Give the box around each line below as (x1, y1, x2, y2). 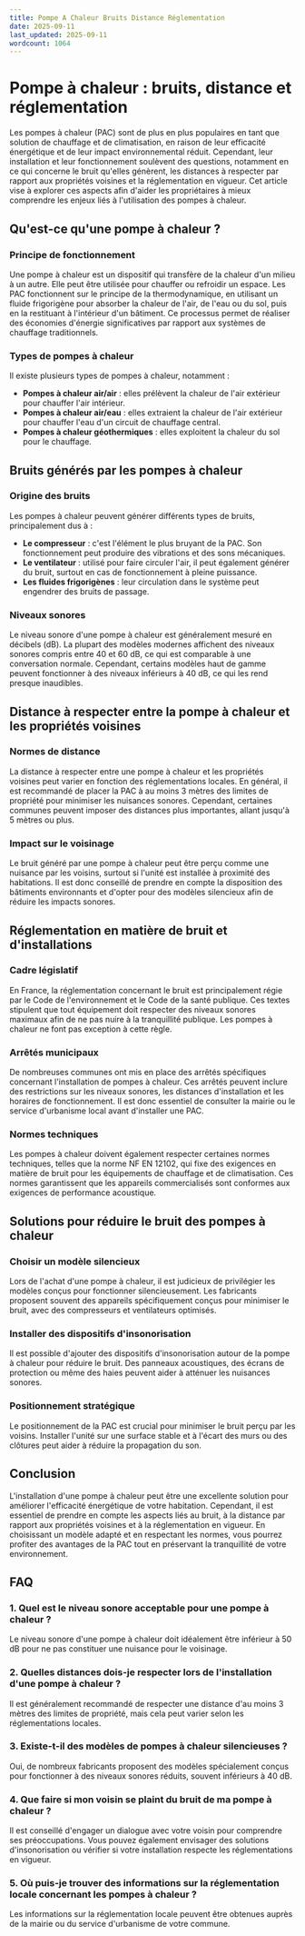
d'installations (9, 937, 93, 953)
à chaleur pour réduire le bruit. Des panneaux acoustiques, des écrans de (9, 1358, 285, 1369)
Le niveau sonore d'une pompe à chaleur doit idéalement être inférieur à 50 (9, 1633, 292, 1645)
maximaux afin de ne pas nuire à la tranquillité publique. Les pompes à (9, 1013, 273, 1024)
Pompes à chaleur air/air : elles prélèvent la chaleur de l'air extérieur (22, 388, 280, 399)
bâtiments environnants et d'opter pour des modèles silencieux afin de (9, 887, 274, 898)
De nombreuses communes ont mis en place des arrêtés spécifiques (9, 1067, 267, 1078)
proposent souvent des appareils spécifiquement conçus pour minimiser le (9, 1295, 290, 1306)
